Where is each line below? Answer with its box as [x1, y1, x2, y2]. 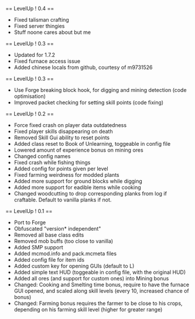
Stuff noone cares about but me [13, 29, 91, 36]
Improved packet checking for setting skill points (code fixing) [13, 99, 164, 106]
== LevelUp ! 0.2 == [5, 111, 54, 117]
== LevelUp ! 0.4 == [5, 5, 54, 12]
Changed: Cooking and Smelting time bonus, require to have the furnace [13, 281, 190, 288]
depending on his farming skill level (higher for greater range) [13, 306, 163, 313]
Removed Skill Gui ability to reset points [13, 134, 110, 141]
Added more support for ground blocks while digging [13, 178, 143, 184]
